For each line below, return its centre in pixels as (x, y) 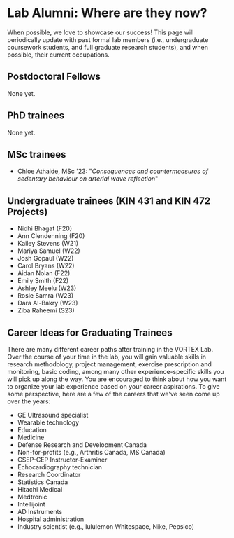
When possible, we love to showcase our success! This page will (101, 32)
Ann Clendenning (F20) (51, 236)
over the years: (29, 401)
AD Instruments (40, 512)
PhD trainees (36, 116)
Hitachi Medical (40, 489)
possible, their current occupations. (58, 55)
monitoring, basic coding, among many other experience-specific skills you (116, 372)
